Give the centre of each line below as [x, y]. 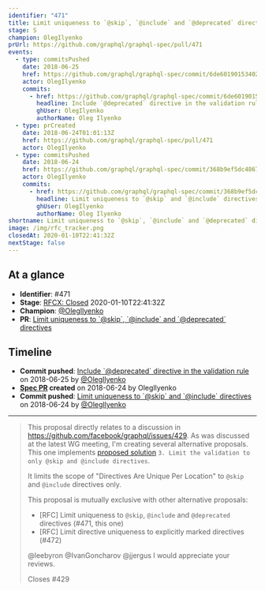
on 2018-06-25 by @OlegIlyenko [73, 380]
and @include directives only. [75, 484]
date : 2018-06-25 [51, 67]
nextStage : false [37, 243]
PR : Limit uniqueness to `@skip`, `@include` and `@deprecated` [123, 319]
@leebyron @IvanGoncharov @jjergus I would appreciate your [129, 555]
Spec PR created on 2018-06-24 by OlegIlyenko [98, 388]
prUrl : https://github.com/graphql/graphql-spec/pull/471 [105, 45]
